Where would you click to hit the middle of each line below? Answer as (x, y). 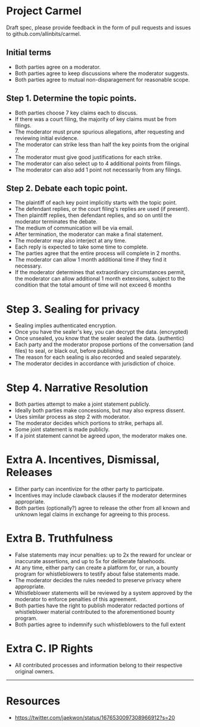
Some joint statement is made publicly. (62, 430)
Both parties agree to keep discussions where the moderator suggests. (102, 73)
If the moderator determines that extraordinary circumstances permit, (100, 272)
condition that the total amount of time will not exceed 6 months (93, 285)
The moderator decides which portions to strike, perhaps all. (89, 423)
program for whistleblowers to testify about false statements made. (97, 574)
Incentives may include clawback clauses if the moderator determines (101, 495)
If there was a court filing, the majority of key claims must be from (96, 119)
